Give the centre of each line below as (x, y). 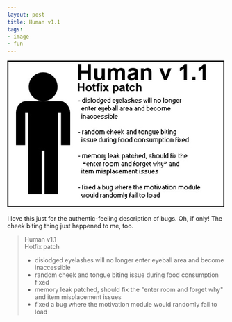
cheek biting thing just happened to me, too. (71, 226)
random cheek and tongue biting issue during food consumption (126, 275)
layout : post (26, 15)
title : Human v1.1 (34, 22)
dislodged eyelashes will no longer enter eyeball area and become (129, 260)
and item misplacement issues (78, 297)
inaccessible (52, 268)
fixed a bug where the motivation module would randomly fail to (126, 305)
